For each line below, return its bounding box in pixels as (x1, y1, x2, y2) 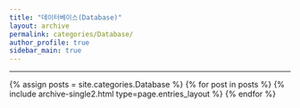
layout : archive (9, 21, 70, 30)
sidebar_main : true (9, 46, 82, 55)
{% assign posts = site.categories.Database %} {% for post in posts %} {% (9, 79, 286, 90)
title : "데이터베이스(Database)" (9, 12, 122, 22)
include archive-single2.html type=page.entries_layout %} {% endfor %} (9, 88, 277, 99)
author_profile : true (9, 37, 90, 47)
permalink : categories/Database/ (9, 29, 134, 38)
